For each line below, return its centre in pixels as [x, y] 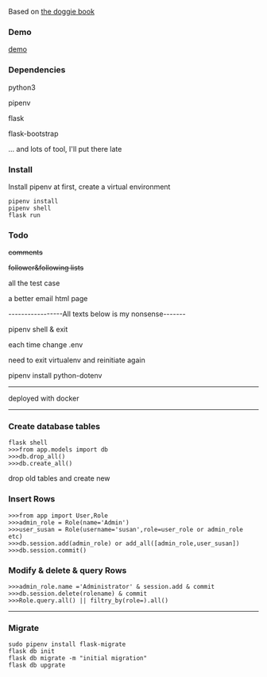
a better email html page [48, 299]
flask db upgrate [37, 665]
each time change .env [46, 345]
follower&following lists [46, 268]
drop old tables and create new [59, 478]
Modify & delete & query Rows [68, 570]
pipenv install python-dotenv [55, 376]
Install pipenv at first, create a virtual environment [89, 187]
